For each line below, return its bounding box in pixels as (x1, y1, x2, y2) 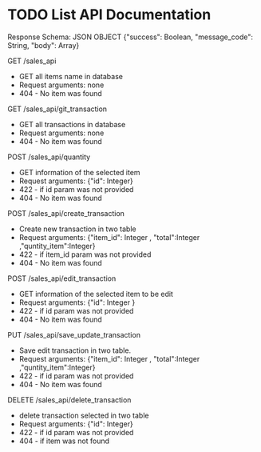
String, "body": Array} (7, 40, 80, 50)
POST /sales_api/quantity (7, 152, 91, 162)
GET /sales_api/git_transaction (7, 104, 108, 114)
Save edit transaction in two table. (18, 346, 132, 355)
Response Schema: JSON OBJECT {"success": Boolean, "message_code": (7, 32, 253, 42)
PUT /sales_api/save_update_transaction (7, 330, 141, 339)
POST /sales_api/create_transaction (7, 208, 125, 218)
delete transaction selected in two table (18, 410, 149, 420)
